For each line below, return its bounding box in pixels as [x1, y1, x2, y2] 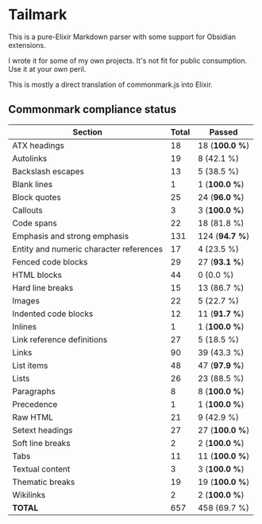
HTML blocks [12, 269, 62, 280]
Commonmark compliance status [8, 103, 177, 116]
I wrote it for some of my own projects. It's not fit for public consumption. [8, 56, 248, 65]
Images [12, 295, 40, 306]
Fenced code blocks [12, 256, 88, 268]
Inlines [12, 321, 37, 332]
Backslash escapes [12, 166, 85, 177]
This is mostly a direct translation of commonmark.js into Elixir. [8, 80, 213, 89]
